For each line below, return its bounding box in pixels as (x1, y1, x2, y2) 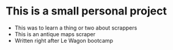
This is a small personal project (6, 4, 167, 18)
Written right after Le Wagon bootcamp (14, 37, 114, 44)
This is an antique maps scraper (14, 30, 96, 37)
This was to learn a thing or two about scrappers (14, 24, 138, 31)
